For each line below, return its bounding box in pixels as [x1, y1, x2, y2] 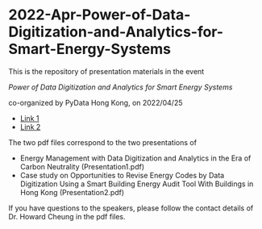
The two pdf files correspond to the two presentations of [8, 137, 198, 147]
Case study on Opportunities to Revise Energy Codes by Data [19, 170, 225, 180]
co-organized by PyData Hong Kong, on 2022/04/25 [8, 98, 183, 107]
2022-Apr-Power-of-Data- [8, 6, 191, 24]
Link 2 [19, 122, 41, 131]
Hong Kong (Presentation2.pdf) [19, 187, 125, 197]
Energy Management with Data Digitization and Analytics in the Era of [19, 153, 252, 163]
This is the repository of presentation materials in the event [8, 66, 205, 76]
